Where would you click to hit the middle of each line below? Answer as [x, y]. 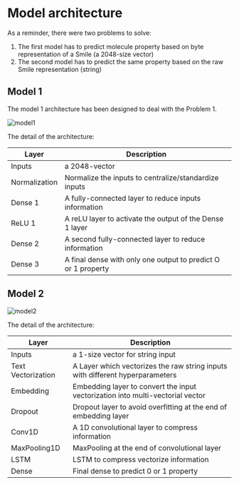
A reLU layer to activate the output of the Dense [144, 219]
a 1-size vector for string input [124, 354]
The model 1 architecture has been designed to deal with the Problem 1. [112, 109]
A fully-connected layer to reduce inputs [133, 198]
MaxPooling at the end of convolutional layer [147, 448]
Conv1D [25, 432]
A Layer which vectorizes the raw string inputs [150, 366]
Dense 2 [25, 244]
